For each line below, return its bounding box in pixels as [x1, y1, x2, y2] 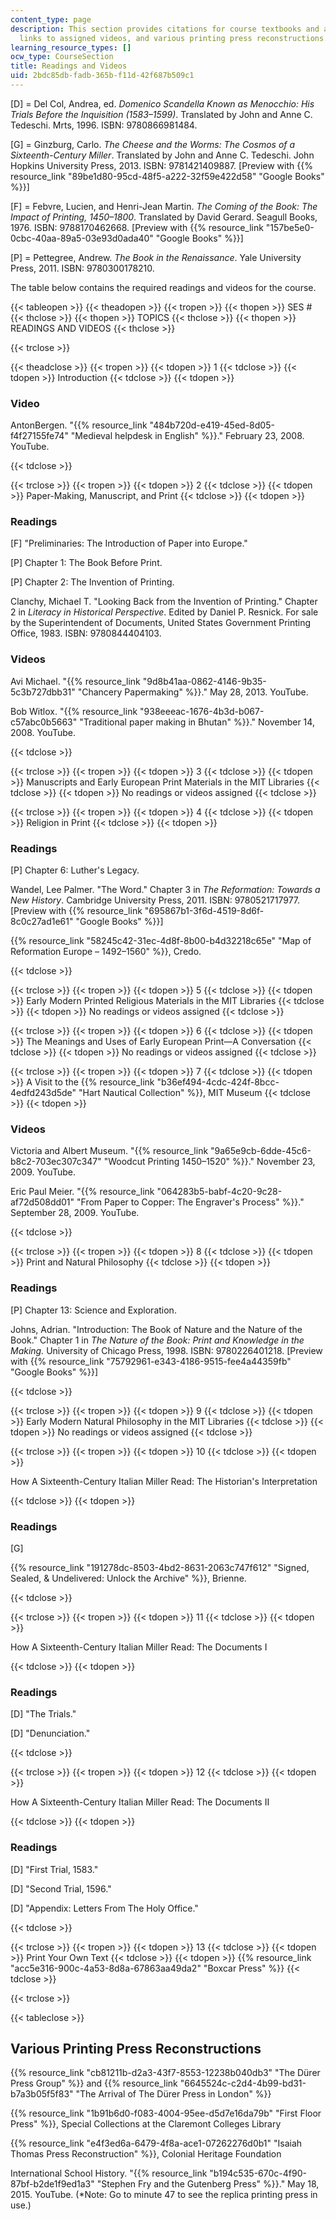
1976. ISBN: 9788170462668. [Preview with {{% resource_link [10, 221, 264, 233]
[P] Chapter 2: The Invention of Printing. [10, 576, 175, 588]
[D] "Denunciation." [10, 1727, 91, 1740]
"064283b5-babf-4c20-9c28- [156, 1186, 283, 1198]
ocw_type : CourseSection [10, 52, 114, 62]
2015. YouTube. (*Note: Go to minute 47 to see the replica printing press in [10, 2189, 318, 2201]
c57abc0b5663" [10, 716, 78, 728]
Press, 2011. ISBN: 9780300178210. [10, 262, 155, 274]
